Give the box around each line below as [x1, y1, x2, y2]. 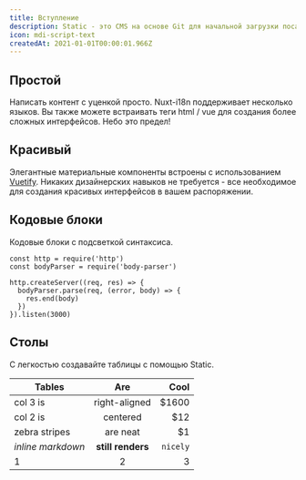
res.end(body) [25, 293, 79, 303]
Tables [35, 380, 65, 393]
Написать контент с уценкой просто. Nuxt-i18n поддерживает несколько [9, 97, 293, 107]
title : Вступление [9, 13, 79, 23]
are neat [104, 425, 141, 438]
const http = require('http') [9, 254, 125, 263]
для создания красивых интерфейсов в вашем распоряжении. [9, 186, 253, 197]
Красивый [9, 142, 72, 158]
